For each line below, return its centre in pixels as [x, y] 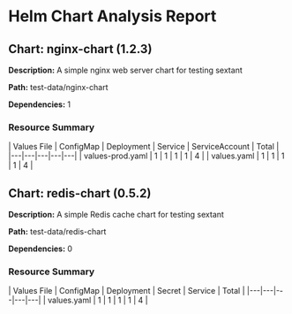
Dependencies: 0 [40, 249]
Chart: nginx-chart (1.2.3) [80, 49]
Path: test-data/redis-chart [57, 232]
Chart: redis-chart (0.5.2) [80, 193]
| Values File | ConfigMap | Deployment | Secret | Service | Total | [127, 291]
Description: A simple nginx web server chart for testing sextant [126, 70]
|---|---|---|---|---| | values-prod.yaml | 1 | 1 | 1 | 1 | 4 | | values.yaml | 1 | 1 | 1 [146, 156]
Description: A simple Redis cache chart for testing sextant [116, 215]
